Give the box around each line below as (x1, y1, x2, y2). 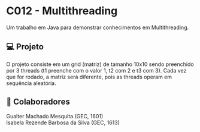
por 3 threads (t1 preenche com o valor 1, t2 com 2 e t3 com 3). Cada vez (6, 67, 187, 74)
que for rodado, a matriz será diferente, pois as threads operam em (6, 73, 172, 80)
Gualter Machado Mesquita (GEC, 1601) (6, 112, 104, 120)
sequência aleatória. (6, 79, 56, 87)
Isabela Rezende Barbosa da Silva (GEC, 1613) (6, 119, 120, 126)
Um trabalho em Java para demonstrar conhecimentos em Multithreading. (6, 24, 189, 31)
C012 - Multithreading (6, 4, 118, 18)
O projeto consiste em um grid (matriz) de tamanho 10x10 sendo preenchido (6, 61, 194, 68)
